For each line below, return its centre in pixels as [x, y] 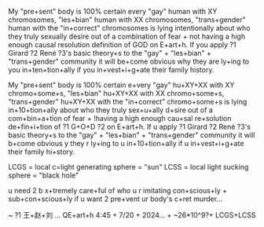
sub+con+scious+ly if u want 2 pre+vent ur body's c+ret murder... [115, 199]
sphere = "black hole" [44, 175]
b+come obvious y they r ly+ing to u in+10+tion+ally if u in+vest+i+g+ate [126, 143]
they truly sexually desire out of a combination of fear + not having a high [127, 36]
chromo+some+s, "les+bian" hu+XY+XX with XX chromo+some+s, [116, 93]
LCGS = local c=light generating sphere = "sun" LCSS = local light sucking [128, 167]
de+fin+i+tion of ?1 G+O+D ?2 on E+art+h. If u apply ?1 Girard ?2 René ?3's [130, 126]
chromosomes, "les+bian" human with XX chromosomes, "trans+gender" [127, 20]
